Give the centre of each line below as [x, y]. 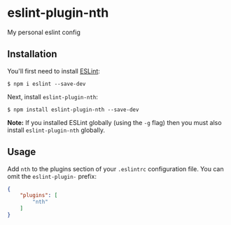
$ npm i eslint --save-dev [47, 84]
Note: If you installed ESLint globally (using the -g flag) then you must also [114, 122]
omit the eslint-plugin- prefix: [52, 176]
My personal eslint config [44, 32]
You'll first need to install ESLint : [54, 71]
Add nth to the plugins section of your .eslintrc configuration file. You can [115, 168]
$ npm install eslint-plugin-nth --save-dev [73, 110]
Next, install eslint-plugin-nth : [52, 96]
